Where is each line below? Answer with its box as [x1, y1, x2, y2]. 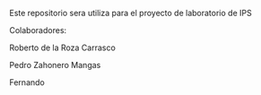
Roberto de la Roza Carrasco [9, 42, 117, 53]
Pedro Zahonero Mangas [9, 60, 101, 70]
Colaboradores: [9, 25, 67, 35]
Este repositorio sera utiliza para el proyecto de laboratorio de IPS [9, 8, 253, 18]
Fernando [9, 77, 45, 88]
